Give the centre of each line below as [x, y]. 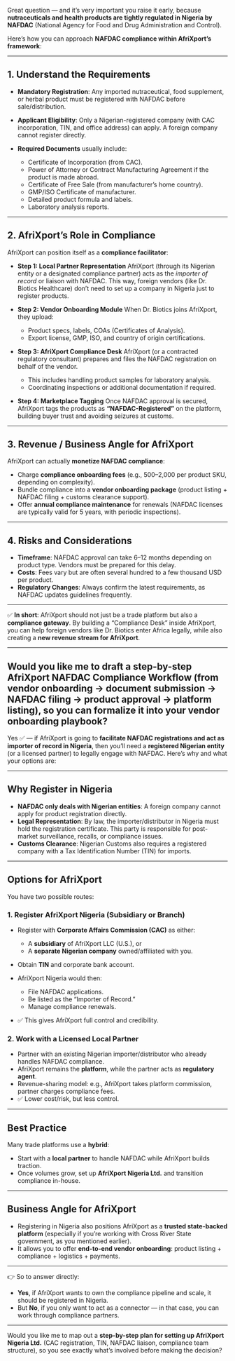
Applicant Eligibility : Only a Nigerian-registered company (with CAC [116, 120]
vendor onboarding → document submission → [112, 688]
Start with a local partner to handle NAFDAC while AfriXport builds [113, 1158]
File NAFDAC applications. [66, 991]
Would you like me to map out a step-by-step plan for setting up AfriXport [116, 1335]
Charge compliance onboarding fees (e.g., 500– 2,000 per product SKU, [122, 475]
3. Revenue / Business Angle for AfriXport [101, 445]
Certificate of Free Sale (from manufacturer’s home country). [115, 184]
